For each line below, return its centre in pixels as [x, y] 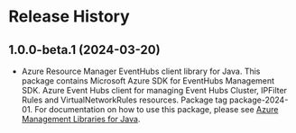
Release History [69, 17]
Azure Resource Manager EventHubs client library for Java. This [141, 71]
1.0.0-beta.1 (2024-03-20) [84, 50]
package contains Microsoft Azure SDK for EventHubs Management [148, 81]
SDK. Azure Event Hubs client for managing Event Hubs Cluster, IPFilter [154, 90]
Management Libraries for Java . [81, 119]
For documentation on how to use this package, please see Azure [157, 109]
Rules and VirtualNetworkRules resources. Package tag [124, 100]
